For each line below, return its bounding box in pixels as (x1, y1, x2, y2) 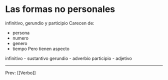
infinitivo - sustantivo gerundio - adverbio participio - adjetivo (5, 55, 132, 61)
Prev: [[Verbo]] (5, 69, 36, 75)
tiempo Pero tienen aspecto (12, 45, 70, 51)
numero (12, 35, 29, 41)
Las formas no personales (5, 3, 115, 15)
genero (12, 40, 27, 46)
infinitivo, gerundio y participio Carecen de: (5, 20, 94, 26)
